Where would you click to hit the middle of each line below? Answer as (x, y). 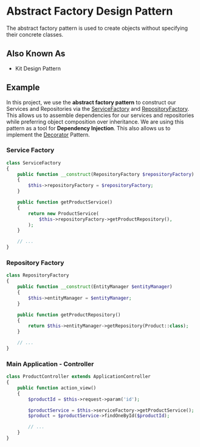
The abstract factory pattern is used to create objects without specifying (97, 28)
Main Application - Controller (50, 364)
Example (23, 87)
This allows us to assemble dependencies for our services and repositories (100, 115)
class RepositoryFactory (38, 275)
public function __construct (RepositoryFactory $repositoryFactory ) (106, 174)
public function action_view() (57, 388)
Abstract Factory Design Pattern (90, 11)
